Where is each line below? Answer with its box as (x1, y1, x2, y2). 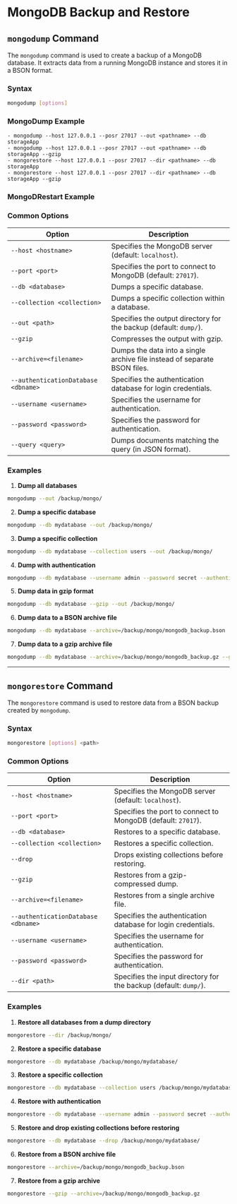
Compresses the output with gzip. (111, 333, 224, 343)
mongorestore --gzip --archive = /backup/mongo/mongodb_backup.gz (7, 1190, 200, 1197)
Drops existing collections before (114, 850, 224, 860)
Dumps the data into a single (111, 345, 206, 355)
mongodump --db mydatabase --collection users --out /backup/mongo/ (7, 548, 213, 555)
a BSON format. (7, 66, 53, 74)
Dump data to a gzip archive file (17, 640, 113, 648)
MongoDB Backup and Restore (7, 4, 190, 20)
